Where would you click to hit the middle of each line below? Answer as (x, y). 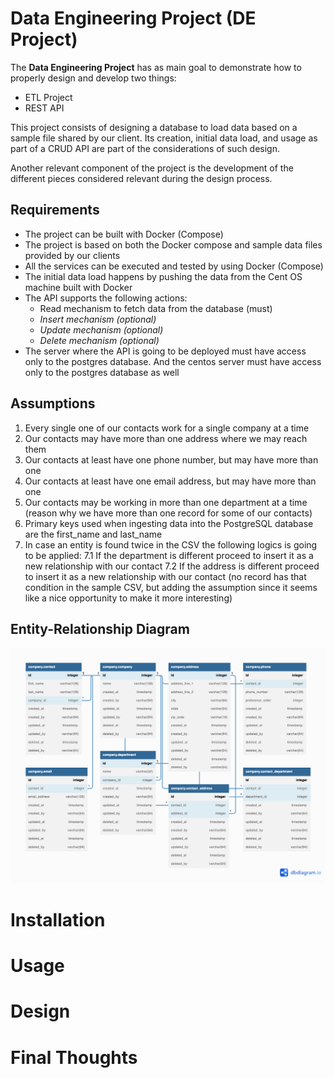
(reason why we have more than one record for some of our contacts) (168, 513)
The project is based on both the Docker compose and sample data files (173, 244)
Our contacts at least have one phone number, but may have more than (171, 459)
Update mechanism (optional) (101, 329)
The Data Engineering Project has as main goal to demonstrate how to (156, 67)
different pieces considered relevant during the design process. (141, 178)
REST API (44, 108)
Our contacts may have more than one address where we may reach (166, 438)
